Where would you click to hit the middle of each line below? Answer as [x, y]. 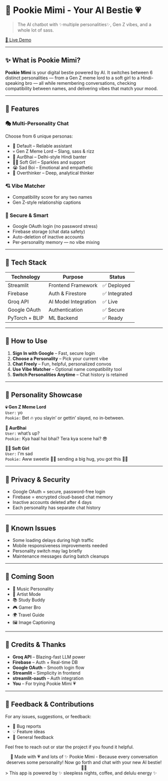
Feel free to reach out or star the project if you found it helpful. [69, 747]
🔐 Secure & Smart [27, 215]
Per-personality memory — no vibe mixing [56, 242]
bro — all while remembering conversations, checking [80, 83]
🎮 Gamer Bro [26, 607]
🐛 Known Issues [31, 528]
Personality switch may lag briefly [47, 551]
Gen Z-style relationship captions [47, 202]
